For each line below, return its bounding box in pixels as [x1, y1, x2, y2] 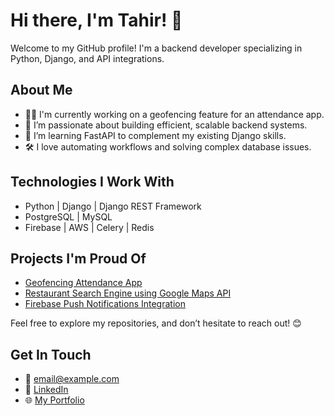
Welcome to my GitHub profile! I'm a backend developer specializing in [10, 42, 303, 54]
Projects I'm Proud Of [10, 250, 147, 267]
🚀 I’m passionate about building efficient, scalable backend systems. [24, 119, 308, 131]
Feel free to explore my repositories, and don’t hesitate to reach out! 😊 [10, 317, 302, 329]
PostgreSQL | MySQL [24, 210, 113, 223]
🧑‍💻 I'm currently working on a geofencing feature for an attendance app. [24, 108, 325, 120]
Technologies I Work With [10, 174, 175, 191]
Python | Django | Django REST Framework [24, 200, 202, 212]
